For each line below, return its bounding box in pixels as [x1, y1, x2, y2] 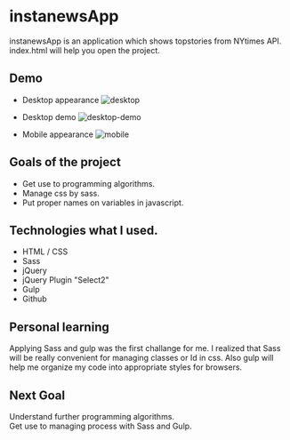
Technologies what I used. [9, 222, 158, 237]
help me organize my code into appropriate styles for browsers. [9, 362, 243, 372]
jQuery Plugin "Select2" [21, 275, 109, 285]
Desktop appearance [21, 94, 100, 105]
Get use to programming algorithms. [21, 178, 156, 188]
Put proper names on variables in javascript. [21, 197, 184, 208]
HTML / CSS [21, 246, 68, 257]
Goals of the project [9, 155, 122, 170]
